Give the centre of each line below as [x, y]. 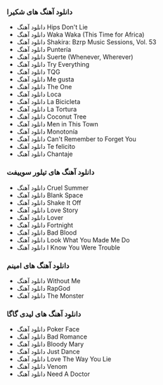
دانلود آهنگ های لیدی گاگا [44, 314]
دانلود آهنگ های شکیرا [40, 12]
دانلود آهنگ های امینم [38, 266]
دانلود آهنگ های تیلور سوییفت [51, 172]
